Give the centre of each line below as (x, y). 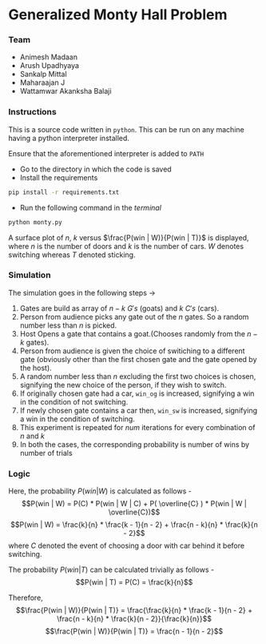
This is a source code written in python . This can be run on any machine (127, 129)
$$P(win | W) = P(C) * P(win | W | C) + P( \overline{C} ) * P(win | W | (134, 504)
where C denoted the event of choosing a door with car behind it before (127, 545)
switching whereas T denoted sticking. (72, 255)
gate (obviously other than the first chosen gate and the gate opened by (138, 359)
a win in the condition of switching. (77, 419)
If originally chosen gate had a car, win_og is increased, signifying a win (137, 393)
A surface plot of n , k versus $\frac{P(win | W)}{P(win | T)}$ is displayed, (129, 237)
